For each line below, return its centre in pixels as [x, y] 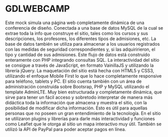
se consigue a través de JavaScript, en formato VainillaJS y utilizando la [79, 65]
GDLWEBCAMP [38, 9]
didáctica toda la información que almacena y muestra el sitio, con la [76, 102]
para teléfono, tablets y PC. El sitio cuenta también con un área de [73, 81]
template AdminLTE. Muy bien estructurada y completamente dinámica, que [83, 92]
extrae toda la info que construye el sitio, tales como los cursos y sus [77, 33]
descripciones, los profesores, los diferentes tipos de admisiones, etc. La [81, 39]
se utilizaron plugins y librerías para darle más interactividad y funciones [80, 118]
